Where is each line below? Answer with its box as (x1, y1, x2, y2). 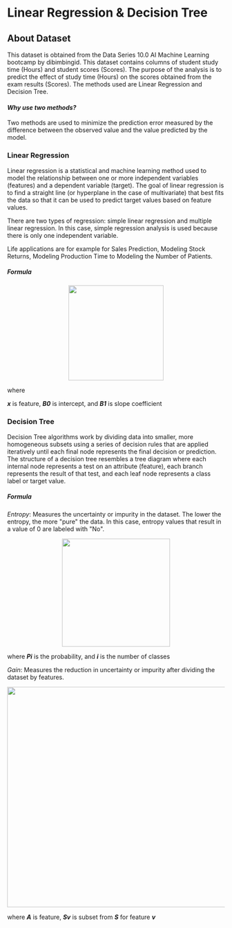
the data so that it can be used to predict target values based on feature (7, 196, 212, 204)
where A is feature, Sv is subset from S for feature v (7, 913, 156, 921)
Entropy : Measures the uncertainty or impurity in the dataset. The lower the (7, 510, 222, 518)
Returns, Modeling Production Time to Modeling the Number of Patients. (7, 252, 213, 260)
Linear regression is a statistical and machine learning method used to (7, 166, 207, 174)
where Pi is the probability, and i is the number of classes (7, 652, 171, 660)
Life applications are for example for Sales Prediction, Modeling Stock (7, 244, 206, 253)
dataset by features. (7, 673, 64, 681)
